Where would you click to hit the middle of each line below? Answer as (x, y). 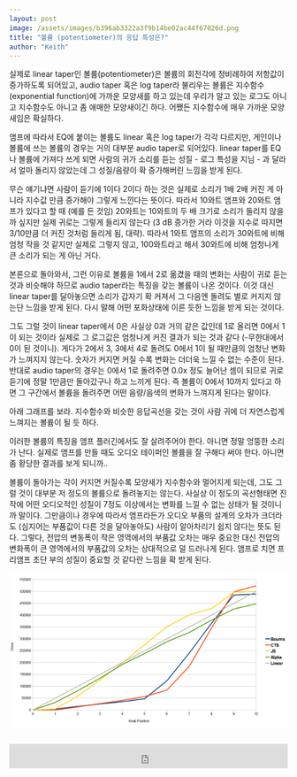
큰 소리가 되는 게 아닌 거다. (55, 256)
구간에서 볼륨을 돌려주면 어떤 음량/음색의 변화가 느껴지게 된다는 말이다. (149, 393)
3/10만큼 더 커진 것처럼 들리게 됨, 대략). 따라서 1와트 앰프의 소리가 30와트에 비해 (147, 234)
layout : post (33, 19)
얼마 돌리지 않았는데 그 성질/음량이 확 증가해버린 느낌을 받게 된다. (130, 170)
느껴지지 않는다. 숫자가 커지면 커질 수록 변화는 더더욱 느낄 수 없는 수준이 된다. (151, 359)
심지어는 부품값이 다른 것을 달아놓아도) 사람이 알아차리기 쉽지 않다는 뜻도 (146, 527)
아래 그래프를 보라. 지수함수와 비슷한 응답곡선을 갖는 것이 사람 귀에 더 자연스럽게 (147, 412)
